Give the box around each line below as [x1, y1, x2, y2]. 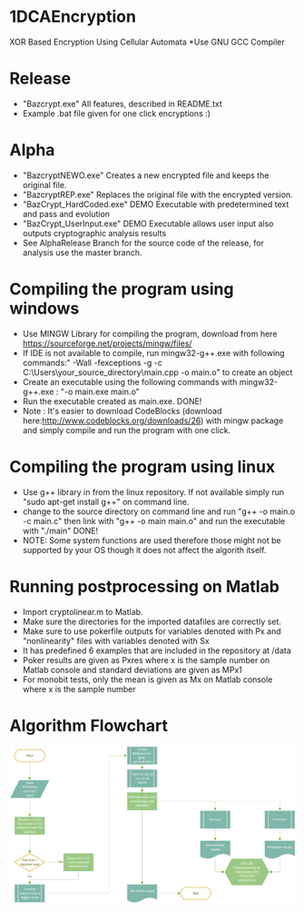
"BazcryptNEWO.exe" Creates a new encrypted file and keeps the [22, 170, 270, 181]
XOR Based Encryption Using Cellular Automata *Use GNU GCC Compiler [9, 36, 286, 47]
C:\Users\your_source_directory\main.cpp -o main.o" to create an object [22, 366, 293, 378]
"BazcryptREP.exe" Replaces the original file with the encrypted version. [22, 189, 293, 200]
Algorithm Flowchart [9, 715, 169, 736]
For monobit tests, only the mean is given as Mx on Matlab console [22, 674, 273, 685]
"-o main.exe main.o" [60, 386, 141, 397]
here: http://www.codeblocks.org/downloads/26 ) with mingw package [22, 415, 284, 426]
